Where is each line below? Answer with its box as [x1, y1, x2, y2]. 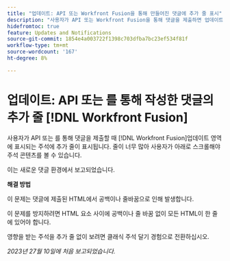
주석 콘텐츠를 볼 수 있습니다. [7, 150, 82, 159]
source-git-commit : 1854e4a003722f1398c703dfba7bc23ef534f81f [7, 36, 188, 43]
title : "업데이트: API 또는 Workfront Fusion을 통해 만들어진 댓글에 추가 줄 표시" [7, 10, 222, 17]
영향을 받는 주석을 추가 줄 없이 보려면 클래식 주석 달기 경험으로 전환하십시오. [7, 232, 210, 240]
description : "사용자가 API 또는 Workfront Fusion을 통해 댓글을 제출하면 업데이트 [7, 16, 224, 23]
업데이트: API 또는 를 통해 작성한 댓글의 [7, 92, 214, 108]
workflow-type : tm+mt [7, 42, 69, 49]
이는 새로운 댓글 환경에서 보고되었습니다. [7, 166, 115, 174]
